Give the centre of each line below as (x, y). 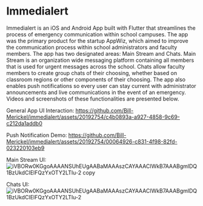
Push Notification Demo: (37, 135)
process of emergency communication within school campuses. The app (97, 34)
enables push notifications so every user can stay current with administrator (101, 85)
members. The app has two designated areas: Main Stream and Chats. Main (101, 53)
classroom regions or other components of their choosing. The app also (96, 79)
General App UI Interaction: (40, 110)
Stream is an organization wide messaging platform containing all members (100, 60)
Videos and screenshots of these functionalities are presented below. (93, 99)
